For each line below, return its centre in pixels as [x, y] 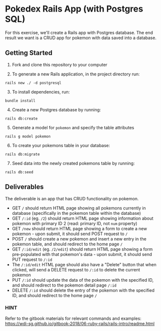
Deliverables [24, 187]
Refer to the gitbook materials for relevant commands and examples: [73, 318]
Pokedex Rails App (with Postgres [74, 9]
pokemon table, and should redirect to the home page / [67, 244]
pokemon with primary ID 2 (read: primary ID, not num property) [75, 223]
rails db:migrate [22, 154]
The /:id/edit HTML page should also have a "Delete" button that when [84, 264]
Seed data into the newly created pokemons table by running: [73, 163]
